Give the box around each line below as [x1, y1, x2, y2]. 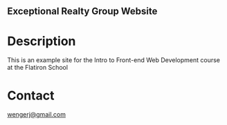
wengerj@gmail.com [7, 110, 66, 119]
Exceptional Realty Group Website [7, 6, 158, 17]
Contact [7, 88, 55, 103]
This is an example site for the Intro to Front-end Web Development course [7, 56, 220, 64]
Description [7, 33, 76, 49]
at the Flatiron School [7, 64, 68, 72]
